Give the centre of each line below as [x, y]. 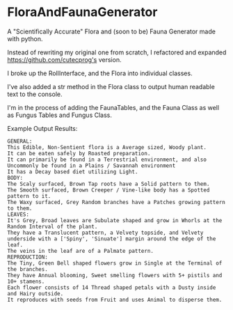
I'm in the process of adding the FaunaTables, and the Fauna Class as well [113, 107]
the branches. [28, 269]
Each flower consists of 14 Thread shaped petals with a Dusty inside [112, 287]
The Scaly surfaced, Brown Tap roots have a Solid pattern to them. [109, 184]
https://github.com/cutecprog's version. [64, 59]
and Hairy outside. [35, 293]
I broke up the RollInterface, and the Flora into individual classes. [100, 73]
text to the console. [35, 94]
